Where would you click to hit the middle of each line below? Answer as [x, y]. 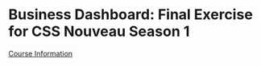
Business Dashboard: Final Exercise [131, 15]
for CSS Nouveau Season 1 [99, 31]
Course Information [41, 53]
